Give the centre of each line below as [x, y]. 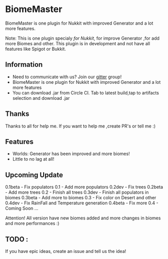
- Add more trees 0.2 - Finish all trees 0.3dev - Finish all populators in [77, 192]
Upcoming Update [34, 175]
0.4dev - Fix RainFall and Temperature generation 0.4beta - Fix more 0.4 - [82, 203]
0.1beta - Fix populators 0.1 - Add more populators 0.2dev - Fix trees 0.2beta [84, 187]
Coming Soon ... [22, 208]
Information [24, 64]
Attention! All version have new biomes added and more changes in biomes [83, 218]
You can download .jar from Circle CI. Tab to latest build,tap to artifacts [86, 93]
